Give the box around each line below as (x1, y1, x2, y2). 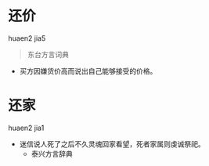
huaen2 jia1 (8, 123, 45, 132)
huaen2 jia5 (8, 33, 46, 43)
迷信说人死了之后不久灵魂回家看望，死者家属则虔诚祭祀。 (19, 139, 205, 149)
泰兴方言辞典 (31, 149, 73, 158)
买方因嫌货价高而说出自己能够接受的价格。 (19, 66, 157, 75)
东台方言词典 (27, 49, 69, 59)
